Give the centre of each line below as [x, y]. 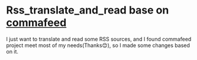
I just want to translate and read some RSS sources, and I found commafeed [99, 39]
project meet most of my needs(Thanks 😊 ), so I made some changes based [98, 45]
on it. [12, 51]
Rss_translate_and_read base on [88, 10]
